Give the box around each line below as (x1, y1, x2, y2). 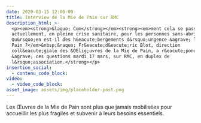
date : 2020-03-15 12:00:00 (6, 8, 74, 15)
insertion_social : (6, 64, 52, 71)
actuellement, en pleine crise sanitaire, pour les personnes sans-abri (11, 31, 197, 37)
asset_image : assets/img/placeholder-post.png (6, 87, 124, 93)
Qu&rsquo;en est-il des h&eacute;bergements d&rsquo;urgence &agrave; (11, 37, 191, 43)
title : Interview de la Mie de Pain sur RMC (6, 14, 119, 20)
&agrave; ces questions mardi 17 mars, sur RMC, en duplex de (11, 53, 170, 59)
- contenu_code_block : (11, 70, 68, 76)
